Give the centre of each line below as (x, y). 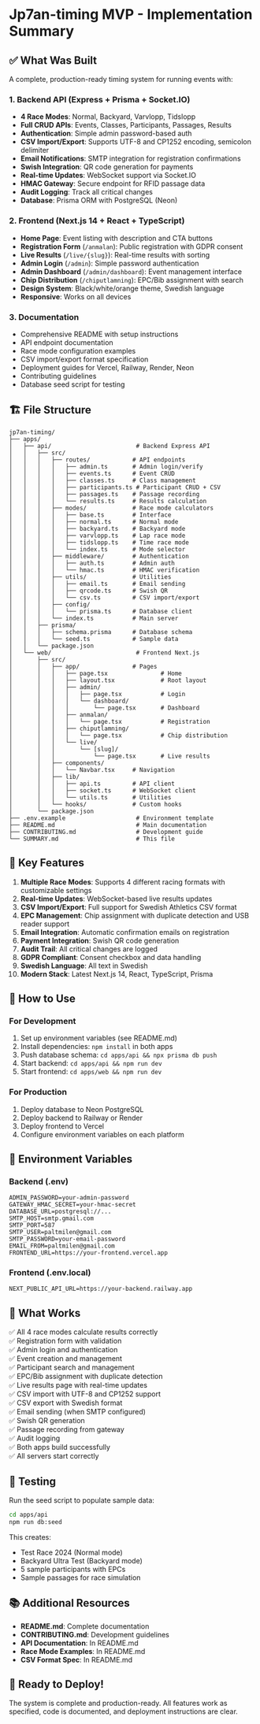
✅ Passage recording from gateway (67, 1429)
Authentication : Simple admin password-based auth (106, 133)
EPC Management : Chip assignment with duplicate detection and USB (135, 915)
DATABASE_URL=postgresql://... (60, 1212)
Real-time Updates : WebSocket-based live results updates (116, 899)
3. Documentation (44, 317)
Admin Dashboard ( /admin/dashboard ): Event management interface (131, 271)
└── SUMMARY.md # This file (92, 839)
